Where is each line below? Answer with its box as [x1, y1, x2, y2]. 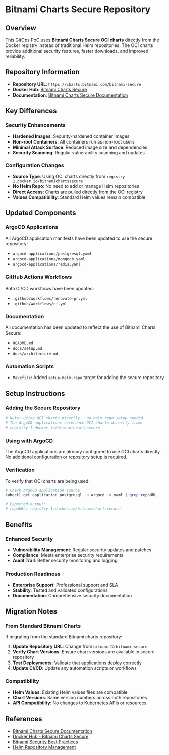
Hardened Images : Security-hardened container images [12, 133, 130, 139]
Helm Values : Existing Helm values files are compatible [12, 689, 128, 695]
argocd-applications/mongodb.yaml [12, 257, 85, 262]
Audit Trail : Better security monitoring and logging [12, 557, 118, 564]
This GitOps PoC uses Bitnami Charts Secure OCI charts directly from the [5, 37, 160, 43]
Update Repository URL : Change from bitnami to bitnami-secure [12, 643, 148, 650]
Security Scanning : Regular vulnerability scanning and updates [12, 149, 145, 155]
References [5, 715, 42, 723]
